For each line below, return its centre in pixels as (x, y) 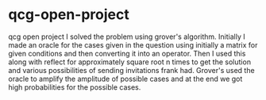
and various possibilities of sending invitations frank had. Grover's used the (132, 70)
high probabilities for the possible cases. (75, 87)
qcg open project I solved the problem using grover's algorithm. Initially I (127, 37)
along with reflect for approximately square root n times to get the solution (130, 62)
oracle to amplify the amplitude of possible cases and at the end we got (125, 79)
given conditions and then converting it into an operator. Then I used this (127, 53)
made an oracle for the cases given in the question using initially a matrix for (133, 44)
